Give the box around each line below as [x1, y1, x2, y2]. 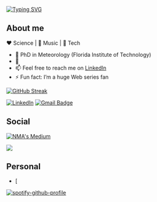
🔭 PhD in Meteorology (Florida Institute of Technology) [15, 51, 152, 58]
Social [6, 117, 30, 127]
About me [6, 23, 44, 33]
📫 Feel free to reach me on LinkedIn [15, 64, 107, 71]
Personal [6, 161, 41, 172]
